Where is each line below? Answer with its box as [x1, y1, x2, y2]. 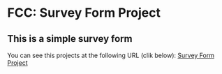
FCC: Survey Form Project [7, 5, 161, 21]
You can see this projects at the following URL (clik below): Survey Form [7, 51, 215, 59]
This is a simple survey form [7, 33, 133, 45]
